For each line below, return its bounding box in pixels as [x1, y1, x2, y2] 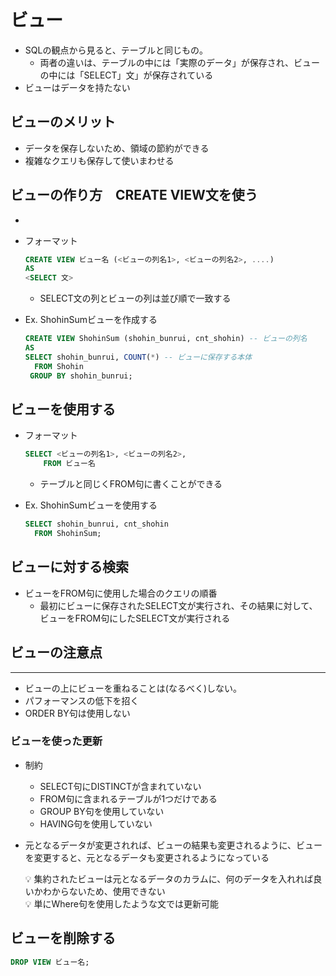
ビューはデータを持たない [24, 81, 131, 93]
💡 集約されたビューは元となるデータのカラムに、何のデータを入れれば [24, 872, 314, 885]
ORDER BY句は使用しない [24, 707, 131, 719]
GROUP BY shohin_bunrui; [29, 371, 133, 381]
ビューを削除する [10, 930, 116, 947]
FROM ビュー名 [43, 459, 96, 469]
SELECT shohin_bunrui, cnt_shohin [24, 519, 169, 530]
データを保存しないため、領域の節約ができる [24, 142, 210, 154]
